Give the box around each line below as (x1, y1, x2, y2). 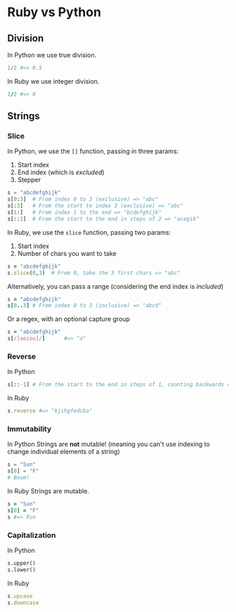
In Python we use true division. (7, 51, 97, 59)
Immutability (7, 424, 52, 434)
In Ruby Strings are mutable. (7, 487, 90, 495)
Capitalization (7, 530, 56, 540)
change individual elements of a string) (7, 448, 121, 456)
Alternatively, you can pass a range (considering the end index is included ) (7, 282, 224, 290)
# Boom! (7, 474, 30, 481)
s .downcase (7, 599, 39, 606)
